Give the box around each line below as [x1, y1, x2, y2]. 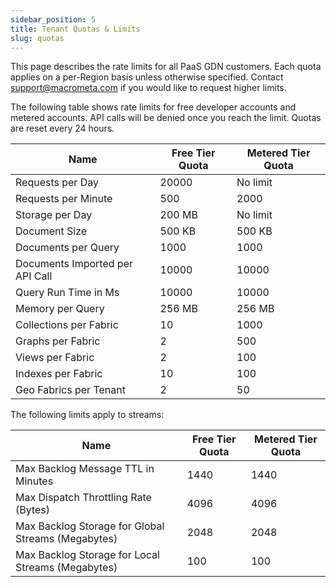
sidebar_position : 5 [10, 14, 97, 25]
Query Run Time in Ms [15, 286, 120, 300]
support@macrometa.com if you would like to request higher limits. [10, 82, 287, 94]
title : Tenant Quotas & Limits [10, 24, 141, 34]
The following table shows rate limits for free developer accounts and [10, 101, 297, 113]
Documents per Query [15, 241, 120, 255]
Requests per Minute [15, 192, 113, 206]
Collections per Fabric [15, 318, 119, 332]
